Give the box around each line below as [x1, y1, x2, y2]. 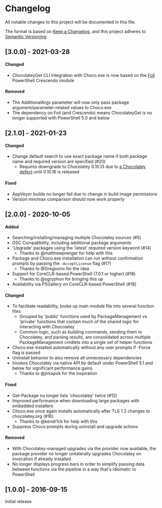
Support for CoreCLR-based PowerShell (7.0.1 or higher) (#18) [12, 271, 136, 277]
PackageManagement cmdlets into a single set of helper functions [19, 339, 152, 345]
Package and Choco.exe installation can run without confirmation [12, 255, 144, 261]
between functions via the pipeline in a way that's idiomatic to [12, 466, 136, 472]
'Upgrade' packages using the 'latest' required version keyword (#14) [12, 245, 152, 251]
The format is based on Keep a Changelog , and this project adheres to [5, 28, 146, 34]
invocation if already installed [12, 456, 72, 462]
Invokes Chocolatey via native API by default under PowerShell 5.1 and [12, 360, 153, 366]
